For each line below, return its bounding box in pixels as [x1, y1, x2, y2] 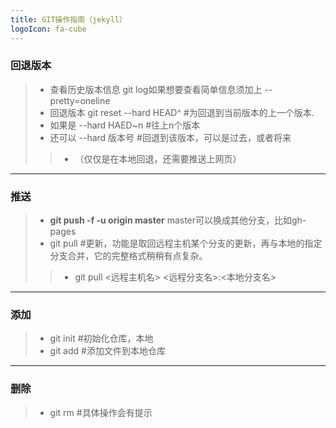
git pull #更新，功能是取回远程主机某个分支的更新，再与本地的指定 [49, 237, 323, 250]
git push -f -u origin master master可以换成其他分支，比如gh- [49, 214, 307, 226]
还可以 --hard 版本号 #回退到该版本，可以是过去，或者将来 [49, 131, 292, 143]
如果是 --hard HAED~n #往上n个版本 [49, 119, 201, 131]
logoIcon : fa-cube [10, 24, 87, 34]
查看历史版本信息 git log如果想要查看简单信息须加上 [49, 83, 263, 95]
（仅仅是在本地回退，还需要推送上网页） [74, 152, 242, 165]
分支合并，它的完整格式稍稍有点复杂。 [49, 250, 208, 262]
